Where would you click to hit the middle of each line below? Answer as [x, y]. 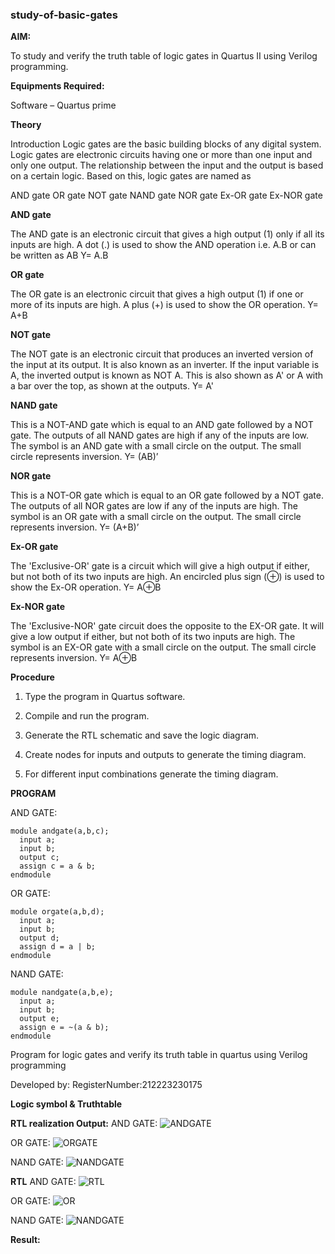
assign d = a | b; [58, 947]
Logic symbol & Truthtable [66, 1104]
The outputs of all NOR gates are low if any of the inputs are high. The [154, 506]
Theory [26, 125]
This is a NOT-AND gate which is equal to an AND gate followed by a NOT [162, 425]
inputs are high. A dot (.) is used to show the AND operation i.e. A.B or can [163, 245]
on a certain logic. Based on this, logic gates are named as [131, 176]
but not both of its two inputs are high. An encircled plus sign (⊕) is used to [167, 577]
